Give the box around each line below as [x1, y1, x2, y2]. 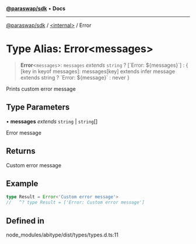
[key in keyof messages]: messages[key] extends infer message [20, 67, 175, 75]
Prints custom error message [6, 85, 76, 92]
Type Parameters [6, 102, 70, 112]
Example [6, 178, 38, 188]
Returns [6, 146, 36, 156]
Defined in [6, 216, 45, 226]
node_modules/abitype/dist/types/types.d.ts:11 [6, 231, 118, 238]
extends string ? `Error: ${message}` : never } [20, 74, 130, 81]
